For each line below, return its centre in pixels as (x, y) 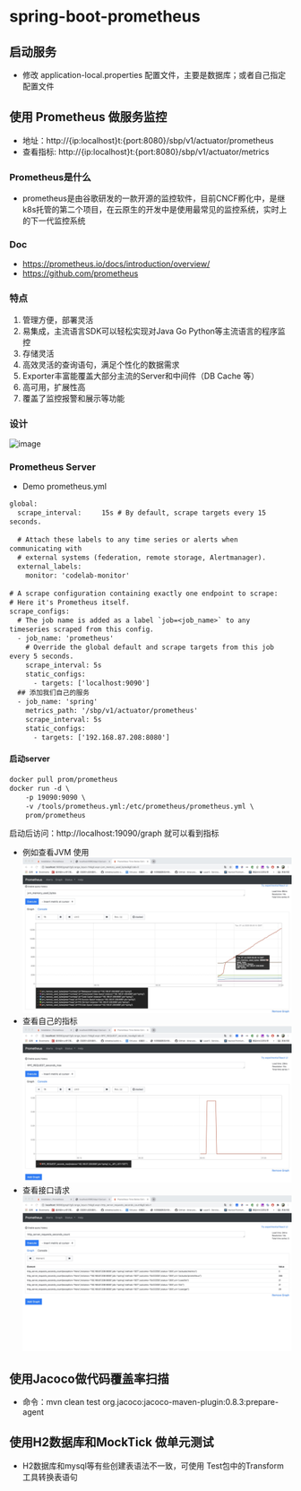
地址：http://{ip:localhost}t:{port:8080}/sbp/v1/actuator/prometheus (148, 140)
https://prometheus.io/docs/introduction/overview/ (116, 264)
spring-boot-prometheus (105, 17)
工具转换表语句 (50, 1477)
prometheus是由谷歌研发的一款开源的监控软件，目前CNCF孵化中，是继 (154, 198)
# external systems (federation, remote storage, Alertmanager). (142, 558)
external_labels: (50, 567)
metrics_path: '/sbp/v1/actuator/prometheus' (112, 711)
